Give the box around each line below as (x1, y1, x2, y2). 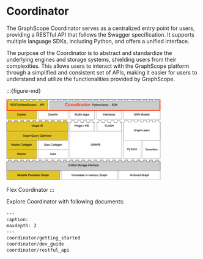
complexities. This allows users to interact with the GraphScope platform (6, 62, 190, 70)
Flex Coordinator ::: (6, 186, 55, 194)
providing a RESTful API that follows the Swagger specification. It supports (6, 31, 194, 38)
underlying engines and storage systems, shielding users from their (6, 56, 177, 63)
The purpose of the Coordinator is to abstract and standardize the (6, 49, 172, 56)
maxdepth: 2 (6, 223, 37, 229)
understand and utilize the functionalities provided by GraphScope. (6, 75, 175, 82)
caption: (6, 217, 29, 223)
